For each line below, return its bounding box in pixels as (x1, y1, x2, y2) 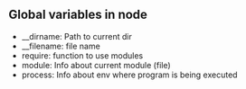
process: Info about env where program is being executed (21, 69, 238, 80)
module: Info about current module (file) (21, 59, 171, 70)
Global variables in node (8, 7, 148, 22)
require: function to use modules (21, 49, 144, 61)
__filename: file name (21, 40, 100, 51)
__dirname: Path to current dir (21, 31, 132, 41)
